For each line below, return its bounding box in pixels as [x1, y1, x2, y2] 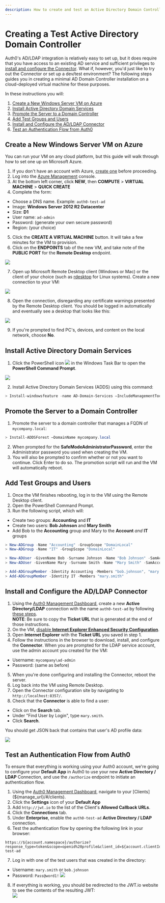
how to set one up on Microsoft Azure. [5, 159, 83, 165]
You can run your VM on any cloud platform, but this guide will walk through [5, 153, 159, 160]
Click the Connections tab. [12, 810, 67, 816]
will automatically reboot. [12, 465, 63, 471]
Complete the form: [12, 189, 52, 195]
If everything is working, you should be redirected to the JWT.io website [12, 882, 159, 888]
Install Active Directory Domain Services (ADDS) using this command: [12, 384, 154, 390]
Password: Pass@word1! [12, 873, 59, 878]
